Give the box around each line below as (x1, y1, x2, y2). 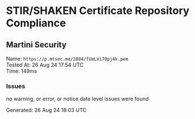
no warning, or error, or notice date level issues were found (6, 95, 149, 103)
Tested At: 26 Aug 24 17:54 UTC (6, 61, 84, 68)
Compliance (6, 16, 66, 30)
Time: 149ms (6, 68, 37, 74)
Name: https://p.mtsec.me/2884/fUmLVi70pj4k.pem (6, 55, 129, 62)
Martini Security (6, 40, 67, 50)
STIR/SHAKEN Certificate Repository (6, 4, 190, 17)
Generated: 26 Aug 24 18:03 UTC (6, 107, 87, 114)
